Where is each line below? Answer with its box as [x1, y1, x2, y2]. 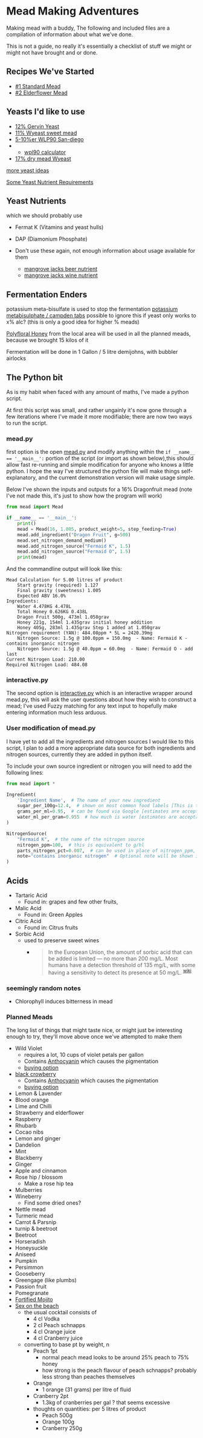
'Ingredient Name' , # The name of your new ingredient [17, 797, 161, 804]
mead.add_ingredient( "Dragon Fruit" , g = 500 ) [17, 531, 131, 538]
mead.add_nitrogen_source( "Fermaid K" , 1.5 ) [17, 543, 131, 549]
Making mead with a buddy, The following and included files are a [6, 24, 170, 32]
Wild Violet [14, 1045, 42, 1052]
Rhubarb [14, 1122, 37, 1130]
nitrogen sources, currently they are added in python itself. [6, 750, 153, 758]
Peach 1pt [33, 1347, 58, 1355]
